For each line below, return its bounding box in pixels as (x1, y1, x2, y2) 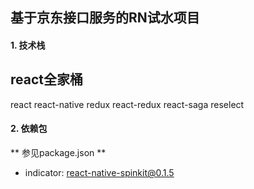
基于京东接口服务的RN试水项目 (10, 9, 200, 27)
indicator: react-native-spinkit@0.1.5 (24, 167, 175, 178)
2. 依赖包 (10, 123, 48, 135)
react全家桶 (10, 71, 83, 88)
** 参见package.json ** (10, 147, 107, 158)
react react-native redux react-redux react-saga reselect (10, 98, 245, 110)
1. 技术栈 (10, 39, 46, 51)
